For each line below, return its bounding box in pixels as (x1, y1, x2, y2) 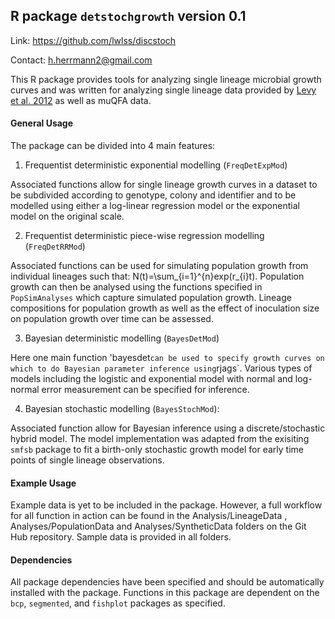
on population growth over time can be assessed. (10, 313, 214, 325)
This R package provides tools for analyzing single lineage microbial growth (10, 73, 322, 85)
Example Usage (10, 477, 77, 489)
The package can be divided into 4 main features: (10, 140, 216, 152)
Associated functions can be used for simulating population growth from (10, 260, 309, 272)
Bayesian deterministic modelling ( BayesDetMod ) (24, 332, 220, 344)
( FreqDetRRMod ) (24, 240, 86, 253)
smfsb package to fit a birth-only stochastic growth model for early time (10, 444, 304, 456)
